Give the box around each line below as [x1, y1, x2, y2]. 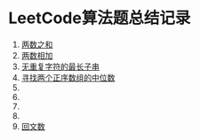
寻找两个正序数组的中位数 [20, 72, 116, 82]
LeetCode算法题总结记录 [8, 8, 191, 28]
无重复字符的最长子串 [20, 61, 100, 72]
